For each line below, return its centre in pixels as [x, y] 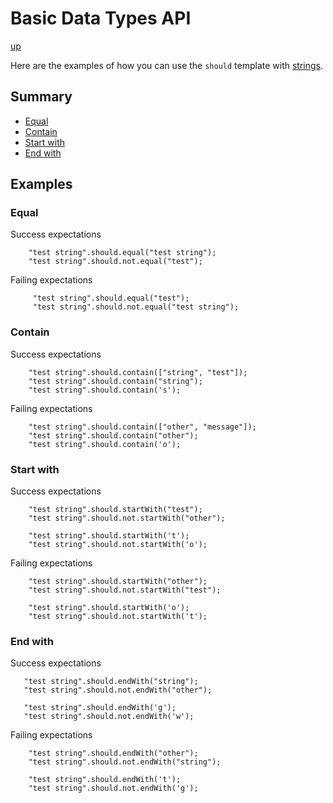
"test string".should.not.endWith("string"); [125, 762]
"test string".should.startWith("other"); [118, 582]
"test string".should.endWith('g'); [100, 708]
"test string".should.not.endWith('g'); [113, 788]
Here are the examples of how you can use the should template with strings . [167, 65]
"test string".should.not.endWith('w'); [109, 717]
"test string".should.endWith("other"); [113, 753]
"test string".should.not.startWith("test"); [125, 590]
